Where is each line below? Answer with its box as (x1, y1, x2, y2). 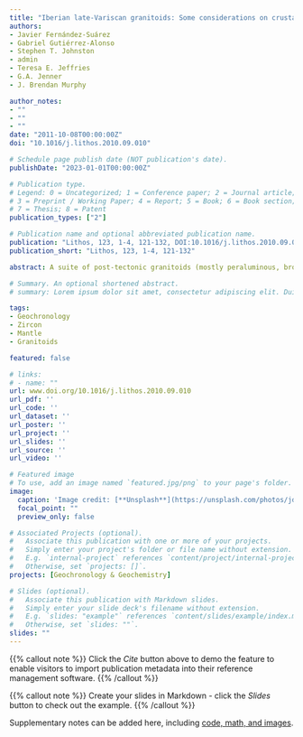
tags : (9, 303, 30, 313)
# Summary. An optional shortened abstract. (9, 279, 179, 288)
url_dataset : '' (9, 412, 70, 421)
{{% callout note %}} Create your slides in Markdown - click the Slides (9, 690, 271, 701)
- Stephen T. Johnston (9, 47, 95, 56)
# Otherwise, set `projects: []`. (9, 562, 147, 571)
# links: (9, 369, 42, 379)
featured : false (9, 353, 70, 362)
